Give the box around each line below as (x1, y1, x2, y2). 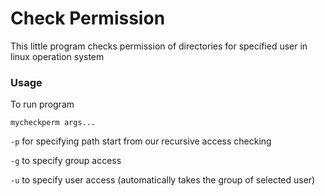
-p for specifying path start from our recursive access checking (10, 135, 272, 147)
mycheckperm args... (10, 118, 97, 128)
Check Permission (10, 7, 166, 30)
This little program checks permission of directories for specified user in (10, 40, 308, 52)
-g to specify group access (10, 155, 122, 167)
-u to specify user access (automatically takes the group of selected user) (10, 174, 316, 186)
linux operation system (10, 50, 105, 62)
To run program (10, 98, 75, 111)
